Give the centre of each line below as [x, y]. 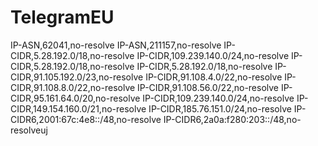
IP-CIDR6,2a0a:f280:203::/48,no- [232, 119]
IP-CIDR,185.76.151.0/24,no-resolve [220, 108]
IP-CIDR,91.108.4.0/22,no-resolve [214, 77]
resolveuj [29, 130]
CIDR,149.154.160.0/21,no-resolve [78, 108]
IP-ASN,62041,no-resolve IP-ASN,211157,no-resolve [116, 45]
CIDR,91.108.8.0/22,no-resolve [73, 87]
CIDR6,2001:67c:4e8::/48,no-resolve [86, 119]
